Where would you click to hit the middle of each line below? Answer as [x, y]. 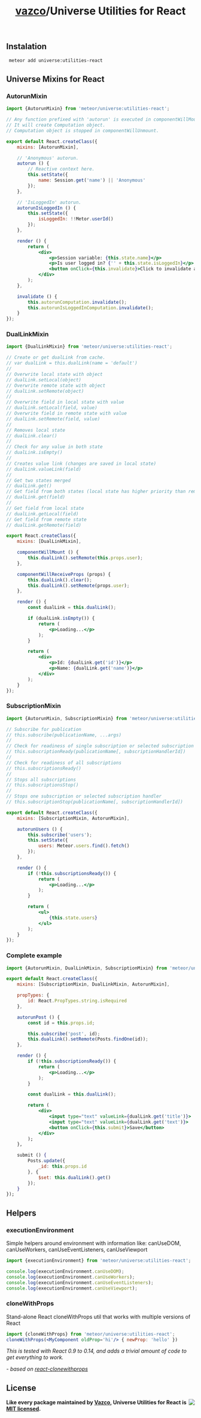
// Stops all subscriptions [41, 780]
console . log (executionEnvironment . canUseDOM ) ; [65, 1271]
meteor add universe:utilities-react [56, 60]
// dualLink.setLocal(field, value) [52, 408]
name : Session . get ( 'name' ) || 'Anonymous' [92, 180]
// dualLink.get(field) [36, 497]
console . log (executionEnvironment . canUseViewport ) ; [72, 1288]
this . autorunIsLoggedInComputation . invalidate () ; [91, 308]
